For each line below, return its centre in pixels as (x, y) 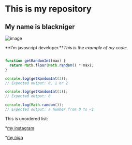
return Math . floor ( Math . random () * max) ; (52, 65)
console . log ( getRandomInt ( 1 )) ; (37, 92)
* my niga (14, 137)
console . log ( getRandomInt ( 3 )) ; (37, 78)
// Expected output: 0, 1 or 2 (37, 83)
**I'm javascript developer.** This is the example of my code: (66, 48)
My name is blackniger (40, 27)
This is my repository (48, 9)
